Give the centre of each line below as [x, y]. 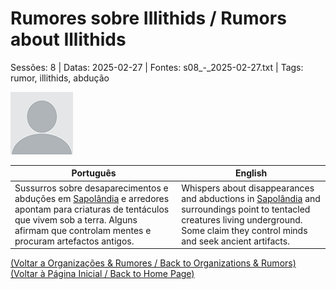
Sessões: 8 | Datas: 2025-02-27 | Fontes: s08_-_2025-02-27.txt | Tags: [157, 67]
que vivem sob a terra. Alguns [76, 219]
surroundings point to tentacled [246, 209]
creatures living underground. [242, 219]
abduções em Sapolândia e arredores [92, 198]
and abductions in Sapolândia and [251, 198]
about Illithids [68, 39]
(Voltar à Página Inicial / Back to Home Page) [102, 274]
